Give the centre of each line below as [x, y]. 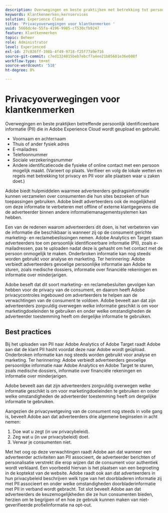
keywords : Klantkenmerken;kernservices [47, 14]
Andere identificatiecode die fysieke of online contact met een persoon [86, 165]
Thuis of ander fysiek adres [41, 144]
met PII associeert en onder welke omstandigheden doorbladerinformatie [80, 484]
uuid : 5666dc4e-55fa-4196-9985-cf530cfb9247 [52, 28]
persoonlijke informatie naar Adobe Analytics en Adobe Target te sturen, [79, 365]
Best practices [28, 332]
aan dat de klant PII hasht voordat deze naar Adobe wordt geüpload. [75, 349]
